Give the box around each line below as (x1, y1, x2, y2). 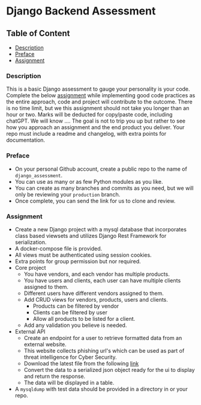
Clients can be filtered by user (32, 308, 108, 316)
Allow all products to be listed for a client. (32, 315, 136, 322)
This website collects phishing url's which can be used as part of (23, 347, 185, 354)
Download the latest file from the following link (23, 359, 139, 367)
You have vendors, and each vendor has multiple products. (23, 270, 170, 278)
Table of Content (6, 28, 70, 38)
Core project (14, 264, 46, 271)
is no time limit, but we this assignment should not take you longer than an (6, 105, 190, 112)
